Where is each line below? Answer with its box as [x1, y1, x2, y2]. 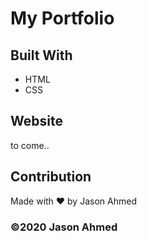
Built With [10, 47, 73, 64]
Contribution [10, 168, 92, 186]
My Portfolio [10, 7, 115, 30]
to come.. [10, 139, 50, 151]
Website [10, 113, 63, 130]
